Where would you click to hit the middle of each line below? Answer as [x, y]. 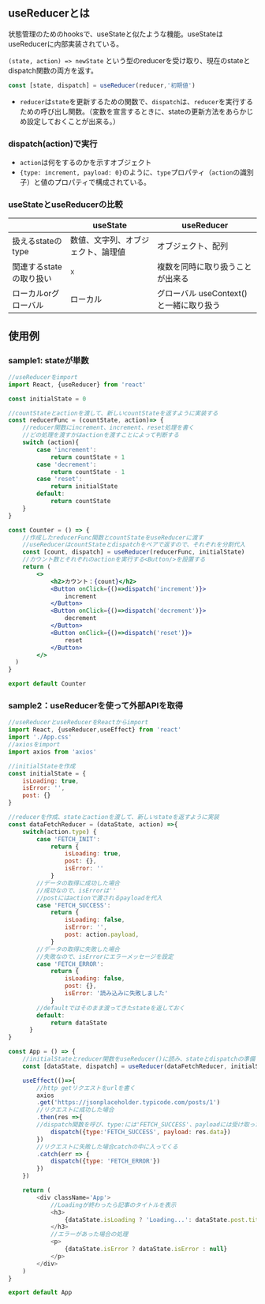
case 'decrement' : [67, 464]
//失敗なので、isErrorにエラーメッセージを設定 [105, 956]
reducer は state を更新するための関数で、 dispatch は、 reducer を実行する [136, 101]
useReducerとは [49, 13]
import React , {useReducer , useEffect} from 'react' [95, 730]
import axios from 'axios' [52, 752]
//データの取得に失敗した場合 [78, 949]
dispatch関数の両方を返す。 [53, 70]
